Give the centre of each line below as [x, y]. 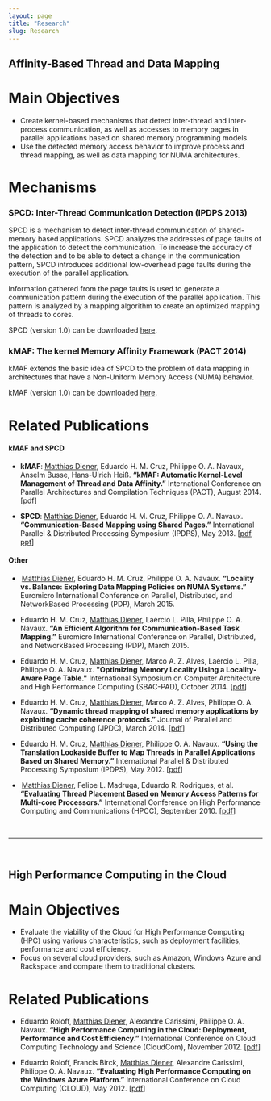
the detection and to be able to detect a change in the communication [124, 256]
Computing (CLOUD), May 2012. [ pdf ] [83, 1088]
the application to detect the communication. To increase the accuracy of [130, 248]
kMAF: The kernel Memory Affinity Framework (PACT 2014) [127, 351]
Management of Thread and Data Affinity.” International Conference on [140, 483]
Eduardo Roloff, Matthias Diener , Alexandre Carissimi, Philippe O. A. [132, 1021]
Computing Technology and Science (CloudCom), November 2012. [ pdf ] [140, 1047]
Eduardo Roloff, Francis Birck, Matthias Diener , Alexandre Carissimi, [132, 1063]
